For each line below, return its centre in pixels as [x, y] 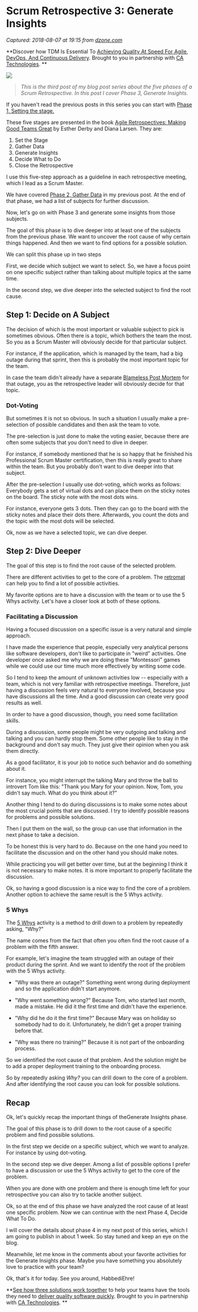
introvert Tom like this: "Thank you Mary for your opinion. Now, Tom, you [95, 787]
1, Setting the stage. [30, 110]
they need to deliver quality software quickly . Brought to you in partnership [97, 1296]
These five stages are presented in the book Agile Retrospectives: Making [96, 122]
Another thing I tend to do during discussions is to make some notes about [97, 805]
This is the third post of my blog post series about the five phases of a [106, 87]
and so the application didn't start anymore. [68, 989]
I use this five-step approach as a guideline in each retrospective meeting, [97, 177]
